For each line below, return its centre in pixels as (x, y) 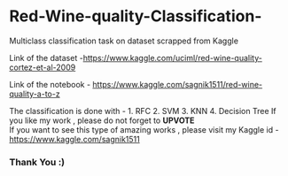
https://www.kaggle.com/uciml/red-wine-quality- (173, 57)
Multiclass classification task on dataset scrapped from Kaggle (124, 41)
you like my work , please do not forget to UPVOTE (102, 120)
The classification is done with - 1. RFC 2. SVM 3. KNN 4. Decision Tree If (143, 111)
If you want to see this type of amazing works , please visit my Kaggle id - (144, 129)
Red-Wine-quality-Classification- (136, 16)
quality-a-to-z (35, 94)
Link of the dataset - (47, 57)
